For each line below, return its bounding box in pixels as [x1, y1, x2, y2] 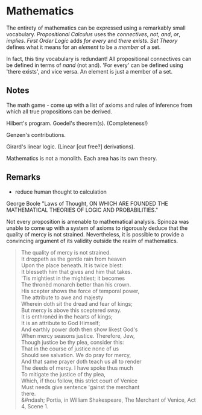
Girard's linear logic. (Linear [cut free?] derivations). [6, 143, 136, 150]
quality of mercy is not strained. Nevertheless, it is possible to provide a [6, 230, 185, 238]
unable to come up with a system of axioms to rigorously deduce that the [6, 224, 188, 232]
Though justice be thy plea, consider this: [21, 338, 124, 346]
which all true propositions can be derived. [6, 107, 113, 115]
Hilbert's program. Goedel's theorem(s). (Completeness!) [6, 119, 148, 127]
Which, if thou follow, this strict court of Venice [21, 377, 137, 384]
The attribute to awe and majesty [21, 294, 104, 301]
